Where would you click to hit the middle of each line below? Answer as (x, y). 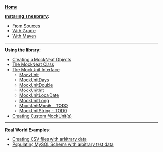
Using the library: (23, 50)
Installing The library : (27, 16)
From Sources (26, 26)
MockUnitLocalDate (39, 95)
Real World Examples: (27, 130)
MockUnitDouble (36, 85)
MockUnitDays (34, 80)
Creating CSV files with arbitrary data (49, 139)
